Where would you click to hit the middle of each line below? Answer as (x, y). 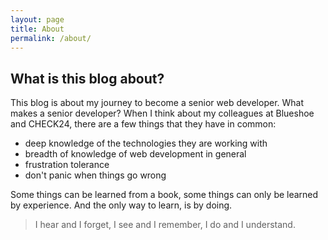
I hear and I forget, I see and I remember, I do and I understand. (165, 225)
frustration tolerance (67, 165)
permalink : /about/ (51, 38)
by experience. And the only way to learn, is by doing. (121, 205)
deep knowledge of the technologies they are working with (146, 143)
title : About (37, 29)
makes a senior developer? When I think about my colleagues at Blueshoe (162, 113)
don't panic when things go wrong (95, 175)
